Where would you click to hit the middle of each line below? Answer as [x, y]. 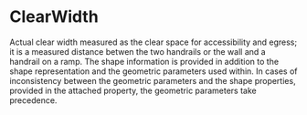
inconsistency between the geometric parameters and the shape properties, [153, 80]
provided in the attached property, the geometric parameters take [133, 90]
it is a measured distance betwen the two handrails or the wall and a [138, 51]
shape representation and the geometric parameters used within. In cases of [153, 71]
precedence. [33, 100]
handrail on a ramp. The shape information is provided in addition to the [144, 61]
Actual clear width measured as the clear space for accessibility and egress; [153, 42]
